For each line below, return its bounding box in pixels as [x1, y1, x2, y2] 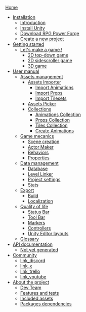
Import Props [35, 90, 63, 96]
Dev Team [20, 285, 41, 291]
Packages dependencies [20, 301, 72, 307]
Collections [27, 106, 52, 112]
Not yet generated [20, 247, 58, 252]
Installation [12, 14, 36, 20]
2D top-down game [27, 52, 69, 58]
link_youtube [20, 274, 47, 279]
